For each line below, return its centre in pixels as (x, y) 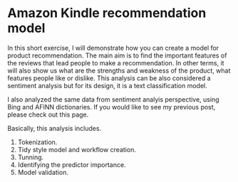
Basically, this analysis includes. (55, 128)
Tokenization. (37, 142)
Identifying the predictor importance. (72, 164)
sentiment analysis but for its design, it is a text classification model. (108, 85)
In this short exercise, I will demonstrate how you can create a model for (113, 48)
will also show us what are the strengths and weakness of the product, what (119, 70)
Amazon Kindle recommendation (107, 13)
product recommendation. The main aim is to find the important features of (117, 55)
